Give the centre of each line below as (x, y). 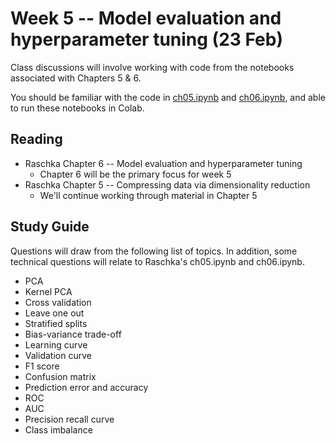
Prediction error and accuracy (86, 387)
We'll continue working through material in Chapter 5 (148, 195)
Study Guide (50, 227)
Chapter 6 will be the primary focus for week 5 (135, 174)
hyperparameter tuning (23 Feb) (146, 39)
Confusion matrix (60, 376)
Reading (36, 139)
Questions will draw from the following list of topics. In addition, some (154, 251)
